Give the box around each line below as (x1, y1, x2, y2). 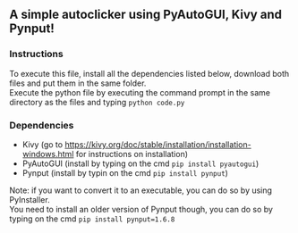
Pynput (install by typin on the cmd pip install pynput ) (21, 167, 228, 178)
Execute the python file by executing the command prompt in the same (9, 87, 271, 97)
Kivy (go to (21, 138, 64, 150)
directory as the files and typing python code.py (9, 96, 185, 107)
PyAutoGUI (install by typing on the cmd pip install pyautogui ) (21, 158, 260, 169)
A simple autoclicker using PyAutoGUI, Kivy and (9, 7, 282, 22)
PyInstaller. (9, 194, 51, 204)
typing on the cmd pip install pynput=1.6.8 (9, 213, 175, 224)
